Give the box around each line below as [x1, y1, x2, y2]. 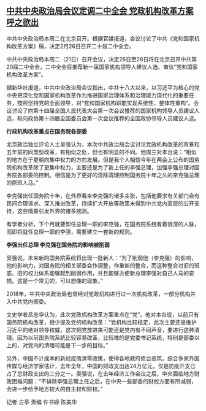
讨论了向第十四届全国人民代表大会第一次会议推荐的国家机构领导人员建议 [11, 107, 194, 114]
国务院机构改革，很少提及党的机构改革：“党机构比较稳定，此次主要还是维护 [6, 318, 197, 326]
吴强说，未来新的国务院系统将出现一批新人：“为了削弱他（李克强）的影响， [6, 254, 197, 261]
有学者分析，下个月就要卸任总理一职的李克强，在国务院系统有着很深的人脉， [6, 220, 200, 228]
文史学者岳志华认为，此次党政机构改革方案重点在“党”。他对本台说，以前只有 [6, 310, 199, 318]
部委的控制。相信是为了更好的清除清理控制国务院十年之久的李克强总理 [22, 171, 200, 179]
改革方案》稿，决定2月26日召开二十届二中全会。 [11, 42, 135, 50]
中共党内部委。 [11, 298, 50, 305]
